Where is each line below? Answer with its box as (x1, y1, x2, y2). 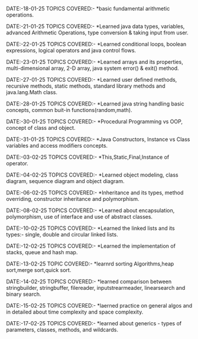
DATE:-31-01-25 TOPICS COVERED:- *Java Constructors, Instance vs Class (6, 136, 190, 143)
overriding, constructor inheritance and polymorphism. (6, 196, 139, 202)
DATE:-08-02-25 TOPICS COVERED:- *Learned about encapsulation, (6, 207, 175, 214)
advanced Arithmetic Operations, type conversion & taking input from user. (6, 29, 189, 36)
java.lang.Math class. (6, 89, 58, 95)
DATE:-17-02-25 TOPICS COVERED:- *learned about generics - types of (6, 320, 182, 327)
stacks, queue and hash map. (6, 249, 78, 255)
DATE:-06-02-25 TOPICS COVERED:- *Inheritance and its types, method (6, 189, 184, 196)
